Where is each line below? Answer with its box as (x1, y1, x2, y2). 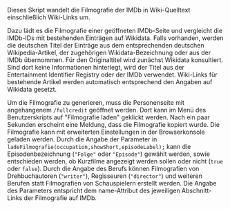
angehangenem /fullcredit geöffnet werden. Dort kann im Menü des (7, 106, 207, 114)
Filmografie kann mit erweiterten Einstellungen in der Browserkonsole (7, 128, 205, 136)
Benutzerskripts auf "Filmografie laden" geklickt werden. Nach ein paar (7, 113, 211, 121)
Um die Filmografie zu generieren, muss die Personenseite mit (7, 99, 185, 106)
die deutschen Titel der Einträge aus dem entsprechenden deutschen (7, 41, 204, 49)
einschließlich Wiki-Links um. (7, 13, 90, 21)
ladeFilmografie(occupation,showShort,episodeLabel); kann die (7, 143, 191, 150)
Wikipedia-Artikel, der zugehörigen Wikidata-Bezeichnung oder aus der (7, 48, 211, 57)
